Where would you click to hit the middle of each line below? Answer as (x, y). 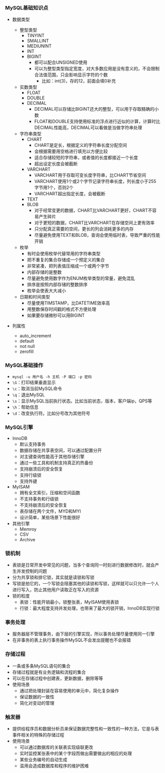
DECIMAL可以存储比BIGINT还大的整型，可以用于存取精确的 (94, 109)
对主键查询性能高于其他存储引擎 (52, 456)
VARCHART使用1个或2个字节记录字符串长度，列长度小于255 (95, 181)
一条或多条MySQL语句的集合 (41, 666)
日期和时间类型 (35, 297)
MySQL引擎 (19, 427)
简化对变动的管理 (37, 703)
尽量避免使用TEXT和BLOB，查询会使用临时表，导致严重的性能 (97, 235)
